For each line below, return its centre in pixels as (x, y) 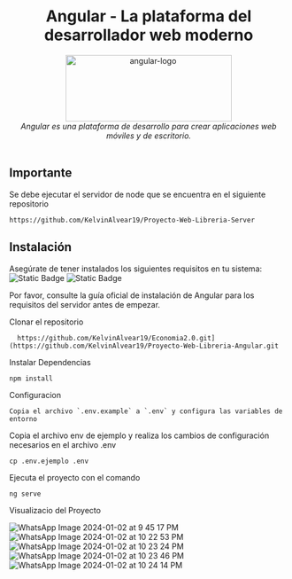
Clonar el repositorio (46, 322)
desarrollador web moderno (149, 35)
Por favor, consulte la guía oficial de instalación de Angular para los (132, 295)
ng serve (25, 494)
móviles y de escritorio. (149, 136)
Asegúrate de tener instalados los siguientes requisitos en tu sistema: (136, 269)
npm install (31, 379)
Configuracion (35, 395)
